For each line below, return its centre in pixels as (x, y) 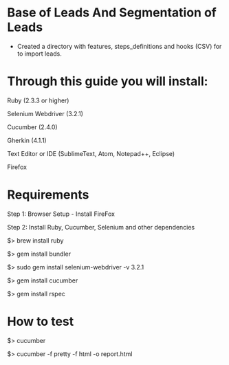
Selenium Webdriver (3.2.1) (45, 113)
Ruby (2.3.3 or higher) (38, 100)
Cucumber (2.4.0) (32, 127)
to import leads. (39, 54)
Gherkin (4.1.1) (27, 140)
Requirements (48, 195)
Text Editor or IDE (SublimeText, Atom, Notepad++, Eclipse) (91, 153)
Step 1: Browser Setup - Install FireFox (61, 214)
